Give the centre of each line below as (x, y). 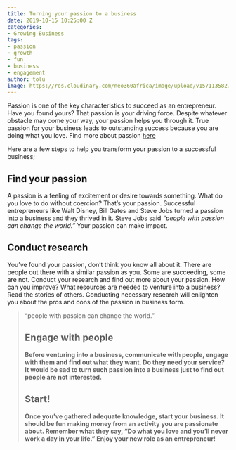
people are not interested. (63, 377)
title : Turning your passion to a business (72, 14)
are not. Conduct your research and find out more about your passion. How (116, 279)
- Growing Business (36, 33)
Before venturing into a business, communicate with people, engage (126, 354)
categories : (25, 27)
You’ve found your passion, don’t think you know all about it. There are (110, 264)
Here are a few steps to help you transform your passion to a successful (112, 149)
